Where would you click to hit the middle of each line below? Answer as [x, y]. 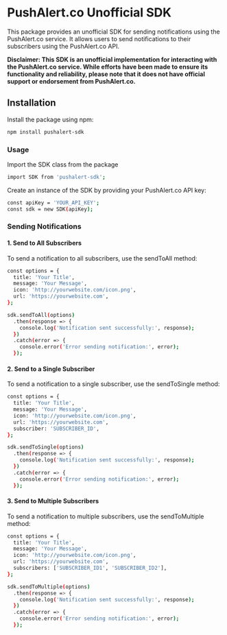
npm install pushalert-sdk [46, 132]
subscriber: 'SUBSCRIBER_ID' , [56, 429]
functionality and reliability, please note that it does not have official [106, 74]
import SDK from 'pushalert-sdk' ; [57, 177]
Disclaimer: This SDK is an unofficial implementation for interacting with [112, 59]
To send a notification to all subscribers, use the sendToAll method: [102, 258]
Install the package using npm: [50, 119]
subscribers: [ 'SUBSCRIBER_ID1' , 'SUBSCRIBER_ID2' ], [90, 568]
